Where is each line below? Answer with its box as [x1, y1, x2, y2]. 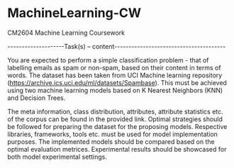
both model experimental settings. [7, 152, 108, 161]
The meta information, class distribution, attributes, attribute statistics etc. [7, 107, 223, 116]
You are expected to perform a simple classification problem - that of [7, 55, 209, 65]
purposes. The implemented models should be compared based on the [7, 137, 215, 146]
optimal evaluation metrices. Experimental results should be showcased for [7, 145, 227, 153]
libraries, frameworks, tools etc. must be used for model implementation [7, 130, 218, 138]
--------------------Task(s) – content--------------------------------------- [7, 42, 226, 50]
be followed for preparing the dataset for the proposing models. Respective [7, 122, 228, 130]
